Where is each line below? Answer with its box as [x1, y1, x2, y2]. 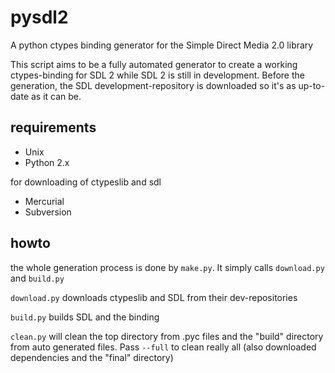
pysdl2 [10, 6, 69, 29]
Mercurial [24, 195, 65, 207]
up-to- [298, 79, 326, 91]
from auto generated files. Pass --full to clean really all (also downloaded [10, 341, 317, 353]
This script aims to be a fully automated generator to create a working [10, 58, 298, 70]
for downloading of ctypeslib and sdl [10, 176, 162, 188]
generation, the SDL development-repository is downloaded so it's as [10, 79, 297, 91]
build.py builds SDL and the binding [10, 311, 160, 323]
